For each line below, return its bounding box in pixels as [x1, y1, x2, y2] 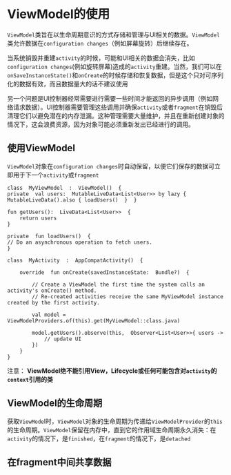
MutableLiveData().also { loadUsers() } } [7, 196, 137, 204]
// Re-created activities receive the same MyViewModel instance [32, 293, 224, 300]
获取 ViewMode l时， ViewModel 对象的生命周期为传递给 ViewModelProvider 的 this [7, 417, 223, 425]
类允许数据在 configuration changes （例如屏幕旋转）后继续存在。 [7, 39, 193, 47]
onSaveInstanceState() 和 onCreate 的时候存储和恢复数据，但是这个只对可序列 [7, 70, 224, 79]
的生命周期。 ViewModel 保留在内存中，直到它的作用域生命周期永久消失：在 [7, 425, 217, 434]
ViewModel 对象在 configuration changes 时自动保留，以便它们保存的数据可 [7, 162, 215, 170]
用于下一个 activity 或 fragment [12, 171, 99, 179]
